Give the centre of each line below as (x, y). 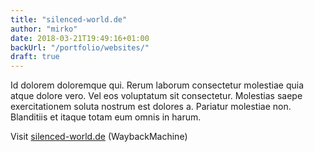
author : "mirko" (44, 29)
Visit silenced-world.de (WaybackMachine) (99, 137)
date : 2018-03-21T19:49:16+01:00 (80, 38)
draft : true (35, 57)
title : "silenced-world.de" (69, 19)
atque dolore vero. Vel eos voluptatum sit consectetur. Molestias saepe (156, 96)
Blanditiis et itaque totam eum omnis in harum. (106, 117)
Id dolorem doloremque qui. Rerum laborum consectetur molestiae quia (157, 85)
